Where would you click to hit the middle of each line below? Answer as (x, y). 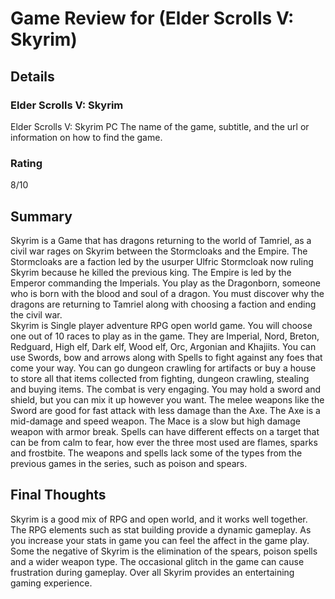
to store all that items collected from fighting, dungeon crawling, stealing (160, 378)
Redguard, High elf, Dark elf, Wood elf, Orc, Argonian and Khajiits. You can (163, 346)
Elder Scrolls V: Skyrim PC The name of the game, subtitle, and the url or (160, 126)
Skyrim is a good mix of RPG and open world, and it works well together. (159, 519)
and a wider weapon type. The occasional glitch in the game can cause (157, 561)
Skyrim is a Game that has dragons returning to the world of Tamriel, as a (161, 240)
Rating (26, 163)
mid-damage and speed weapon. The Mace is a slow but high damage (155, 421)
